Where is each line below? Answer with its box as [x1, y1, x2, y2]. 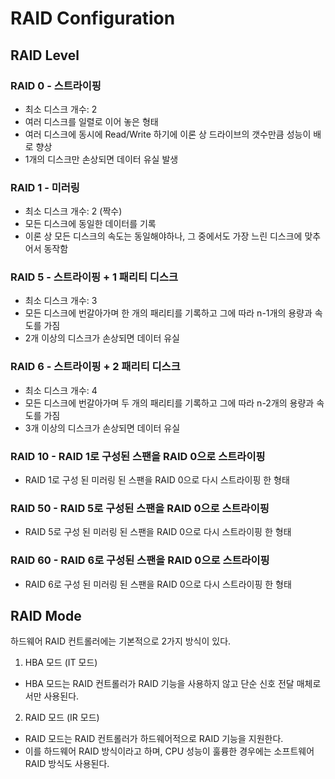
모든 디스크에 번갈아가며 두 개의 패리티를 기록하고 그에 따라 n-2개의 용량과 [24, 397, 315, 409]
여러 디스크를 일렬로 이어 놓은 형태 [24, 115, 159, 127]
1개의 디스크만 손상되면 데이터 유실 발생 [24, 153, 179, 165]
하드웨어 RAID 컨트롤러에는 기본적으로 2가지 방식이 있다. [10, 635, 232, 647]
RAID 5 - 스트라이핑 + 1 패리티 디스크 [10, 270, 179, 284]
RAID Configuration [10, 7, 176, 30]
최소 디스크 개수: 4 [24, 384, 98, 396]
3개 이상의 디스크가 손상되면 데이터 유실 [24, 422, 181, 434]
